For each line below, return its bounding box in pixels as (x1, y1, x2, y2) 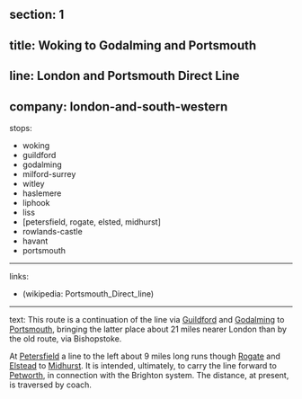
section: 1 (9, 7, 65, 22)
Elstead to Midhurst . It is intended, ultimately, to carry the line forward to (9, 359, 277, 371)
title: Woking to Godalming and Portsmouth (9, 38, 257, 53)
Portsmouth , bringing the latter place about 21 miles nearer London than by (9, 324, 288, 334)
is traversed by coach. (9, 379, 93, 390)
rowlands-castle (22, 226, 83, 236)
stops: (9, 122, 33, 133)
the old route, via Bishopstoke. (9, 332, 122, 344)
